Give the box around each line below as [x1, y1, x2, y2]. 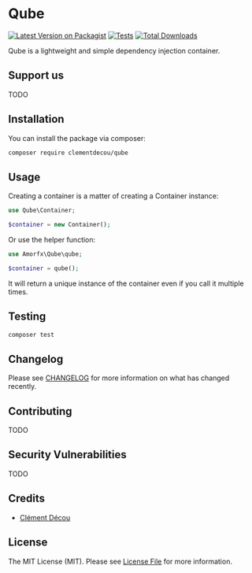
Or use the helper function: [8, 235, 96, 244]
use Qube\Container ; [8, 206, 76, 215]
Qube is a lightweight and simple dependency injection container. [8, 46, 220, 55]
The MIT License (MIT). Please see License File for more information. [8, 556, 232, 566]
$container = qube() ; [8, 264, 80, 272]
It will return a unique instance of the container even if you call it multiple [8, 279, 244, 288]
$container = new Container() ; [8, 221, 111, 229]
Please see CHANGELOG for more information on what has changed [8, 373, 230, 383]
